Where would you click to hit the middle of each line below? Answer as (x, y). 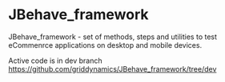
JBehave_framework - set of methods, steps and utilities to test (113, 37)
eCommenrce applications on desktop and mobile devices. (105, 45)
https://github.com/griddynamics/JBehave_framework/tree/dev (112, 68)
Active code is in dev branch (55, 61)
